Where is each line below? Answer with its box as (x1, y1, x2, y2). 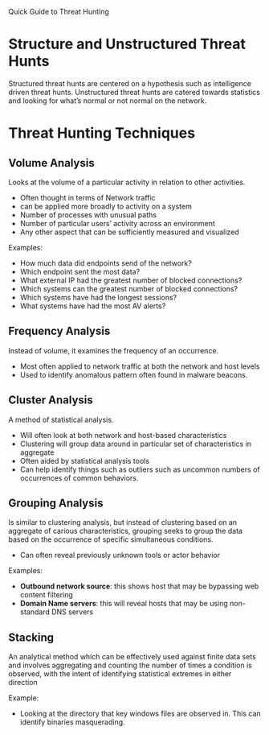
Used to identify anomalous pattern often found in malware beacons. (19, 370, 248, 379)
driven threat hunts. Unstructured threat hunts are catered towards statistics (8, 87, 261, 97)
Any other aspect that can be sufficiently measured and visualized (19, 227, 239, 237)
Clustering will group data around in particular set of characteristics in (19, 439, 251, 448)
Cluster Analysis (8, 394, 94, 407)
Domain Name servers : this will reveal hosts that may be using (19, 599, 229, 609)
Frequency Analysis (8, 324, 111, 338)
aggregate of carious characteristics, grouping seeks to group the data (8, 526, 243, 536)
